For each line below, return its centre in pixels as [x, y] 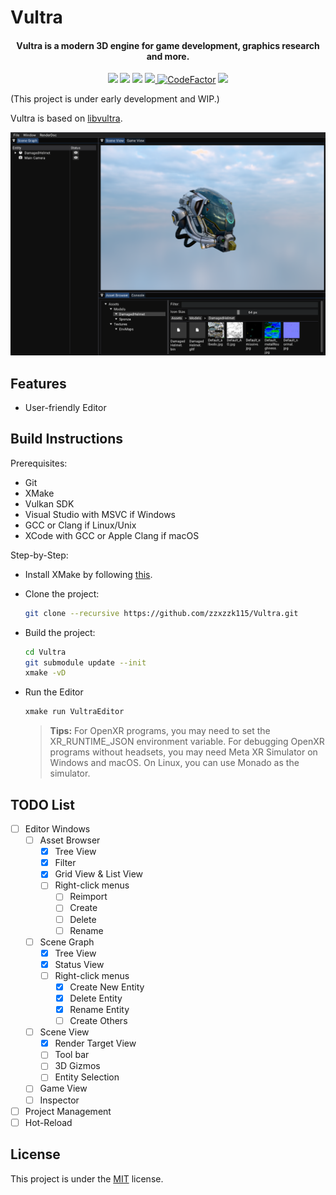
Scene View [64, 1032]
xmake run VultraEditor [74, 712]
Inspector [59, 1100]
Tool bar [72, 1055]
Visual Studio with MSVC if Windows [100, 514]
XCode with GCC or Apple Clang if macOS [112, 535]
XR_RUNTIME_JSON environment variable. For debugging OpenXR [187, 742]
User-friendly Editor [65, 408]
